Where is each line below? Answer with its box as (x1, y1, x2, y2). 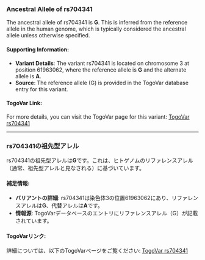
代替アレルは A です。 (51, 202, 104, 209)
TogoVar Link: (6, 100, 43, 107)
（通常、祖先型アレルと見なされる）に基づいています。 (6, 165, 145, 171)
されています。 (15, 217, 52, 225)
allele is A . (15, 72, 41, 80)
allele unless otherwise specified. (6, 32, 90, 39)
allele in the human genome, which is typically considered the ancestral (6, 25, 186, 32)
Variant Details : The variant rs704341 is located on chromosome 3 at (15, 59, 190, 67)
